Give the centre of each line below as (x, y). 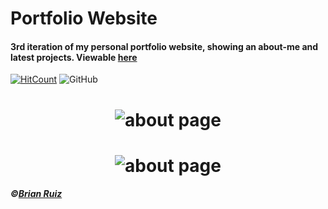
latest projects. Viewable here (74, 57)
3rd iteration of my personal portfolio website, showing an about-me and (164, 46)
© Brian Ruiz (36, 194)
